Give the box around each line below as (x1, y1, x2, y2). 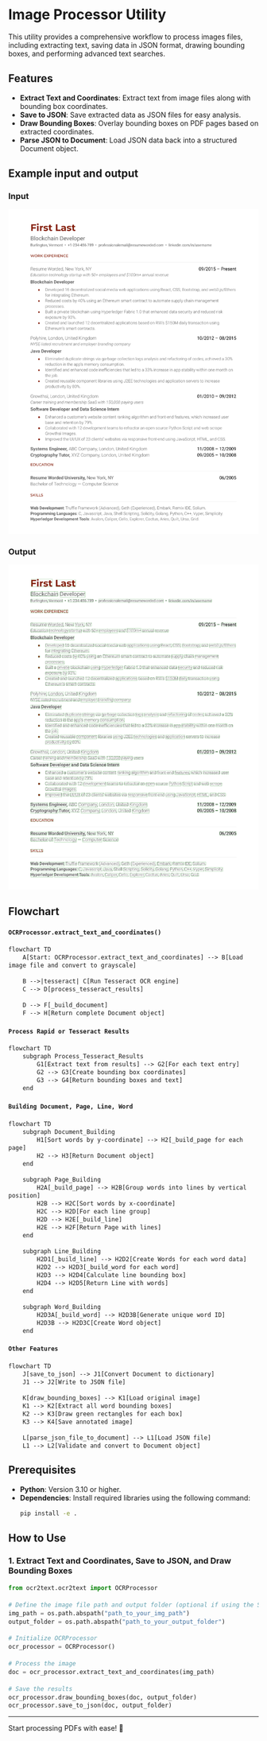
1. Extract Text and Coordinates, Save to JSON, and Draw (8, 1555, 232, 1566)
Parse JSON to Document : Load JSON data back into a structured (19, 135, 238, 145)
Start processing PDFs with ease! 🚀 (8, 1723, 124, 1733)
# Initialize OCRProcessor (8, 1634, 98, 1642)
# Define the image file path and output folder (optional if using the (8, 1601, 254, 1609)
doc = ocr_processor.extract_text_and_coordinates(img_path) (8, 1668, 215, 1676)
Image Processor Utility (8, 6, 167, 24)
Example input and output (8, 167, 139, 181)
